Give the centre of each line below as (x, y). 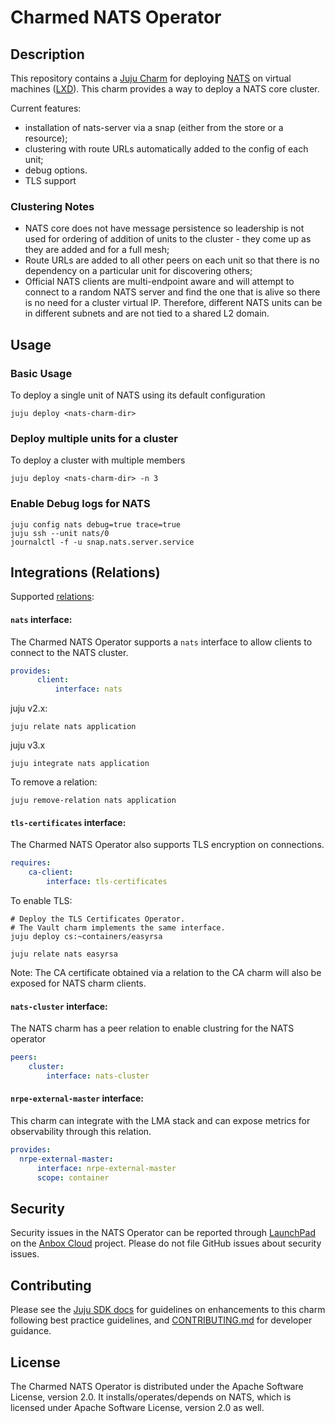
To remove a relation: (54, 782)
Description (47, 54)
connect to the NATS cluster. (69, 652)
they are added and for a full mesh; (97, 250)
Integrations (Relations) (85, 572)
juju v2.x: (29, 708)
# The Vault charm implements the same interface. (118, 928)
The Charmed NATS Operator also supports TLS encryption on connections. (167, 845)
